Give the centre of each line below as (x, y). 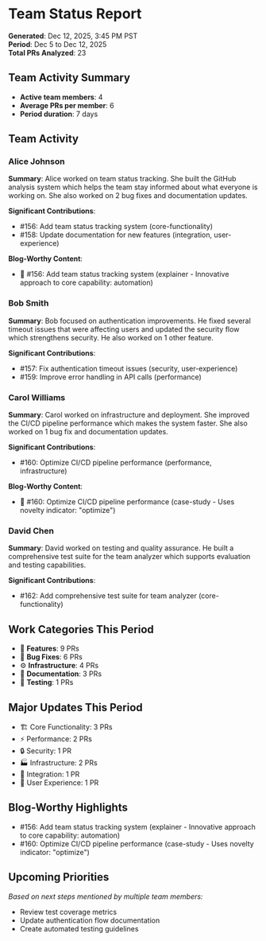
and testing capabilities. (47, 565)
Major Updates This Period (75, 708)
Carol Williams (37, 397)
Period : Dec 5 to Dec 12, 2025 (58, 44)
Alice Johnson (37, 161)
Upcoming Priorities (59, 877)
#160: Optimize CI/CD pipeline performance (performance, (116, 463)
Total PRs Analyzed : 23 (47, 52)
